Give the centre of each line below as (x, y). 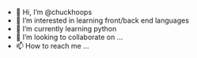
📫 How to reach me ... (52, 46)
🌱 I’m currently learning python (66, 29)
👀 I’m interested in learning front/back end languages (102, 20)
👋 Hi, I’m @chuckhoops (54, 12)
